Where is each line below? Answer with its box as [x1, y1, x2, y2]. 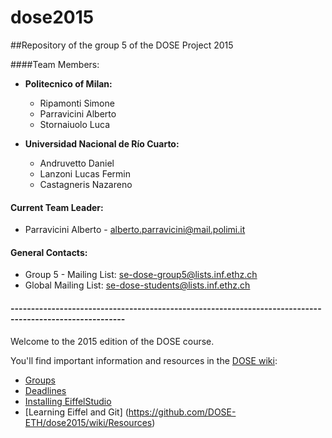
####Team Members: [10, 58, 100, 70]
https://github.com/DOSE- [128, 406, 237, 418]
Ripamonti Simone [39, 97, 115, 109]
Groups [24, 374, 56, 386]
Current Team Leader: [10, 201, 104, 213]
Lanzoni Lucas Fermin [39, 167, 131, 180]
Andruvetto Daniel [39, 157, 115, 169]
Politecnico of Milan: [24, 77, 113, 90]
